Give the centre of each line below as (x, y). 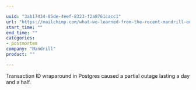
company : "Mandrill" (31, 49)
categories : (20, 38)
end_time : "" (22, 33)
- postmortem (22, 44)
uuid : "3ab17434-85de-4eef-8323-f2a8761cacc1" (64, 16)
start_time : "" (24, 27)
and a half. (19, 82)
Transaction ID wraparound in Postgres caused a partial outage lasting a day (98, 75)
